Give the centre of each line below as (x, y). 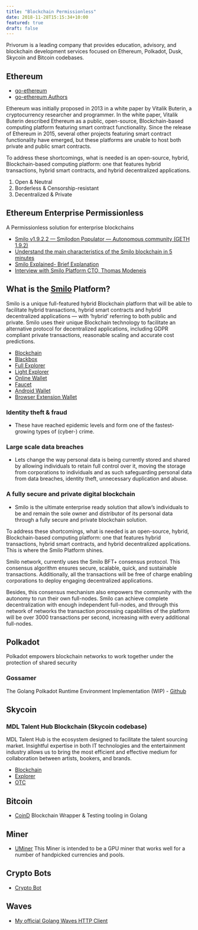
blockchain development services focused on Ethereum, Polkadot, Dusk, (95, 52)
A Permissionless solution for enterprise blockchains (70, 227)
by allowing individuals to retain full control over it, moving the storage (100, 466)
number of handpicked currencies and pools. (69, 855)
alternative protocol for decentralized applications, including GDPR (87, 328)
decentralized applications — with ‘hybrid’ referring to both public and (91, 316)
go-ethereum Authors (41, 97)
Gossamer (21, 678)
